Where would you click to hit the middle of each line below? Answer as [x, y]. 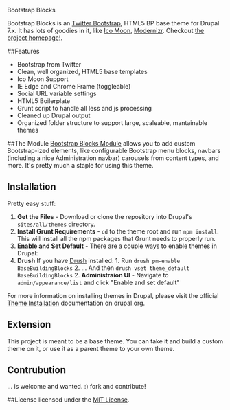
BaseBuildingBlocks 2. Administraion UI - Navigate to [93, 275]
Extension [29, 324]
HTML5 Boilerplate [44, 101]
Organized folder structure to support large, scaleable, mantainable [112, 123]
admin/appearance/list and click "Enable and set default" [98, 282]
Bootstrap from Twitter [49, 64]
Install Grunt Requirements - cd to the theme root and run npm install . [118, 231]
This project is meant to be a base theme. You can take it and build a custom [115, 341]
